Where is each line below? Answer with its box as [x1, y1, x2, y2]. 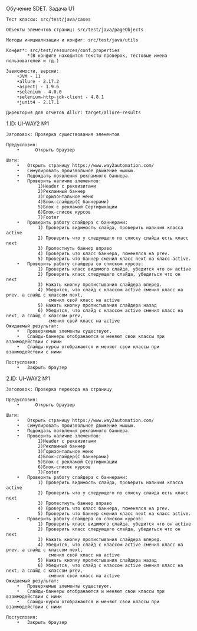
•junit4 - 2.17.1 [17, 99, 60, 105]
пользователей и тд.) [6, 58, 60, 64]
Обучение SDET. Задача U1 [6, 5, 75, 12]
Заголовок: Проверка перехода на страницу [6, 387, 112, 392]
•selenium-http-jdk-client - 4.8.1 [17, 94, 104, 100]
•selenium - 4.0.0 [17, 89, 62, 95]
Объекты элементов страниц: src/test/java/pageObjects [6, 27, 144, 33]
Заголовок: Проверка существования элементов [6, 131, 120, 137]
